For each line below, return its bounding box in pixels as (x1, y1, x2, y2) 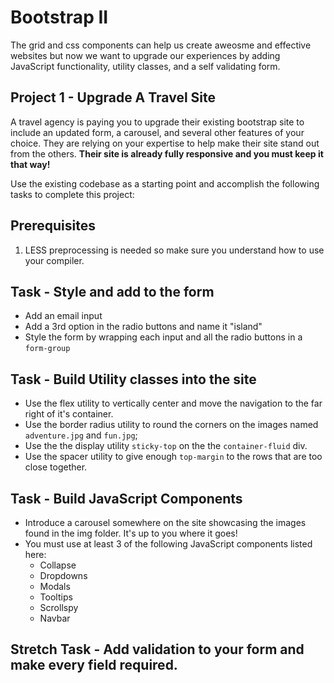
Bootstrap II (10, 6, 109, 29)
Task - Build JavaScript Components (10, 490, 243, 507)
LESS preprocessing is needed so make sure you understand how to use (24, 244, 325, 256)
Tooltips (39, 591, 73, 603)
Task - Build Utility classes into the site (10, 371, 257, 388)
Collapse (39, 559, 77, 571)
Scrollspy (39, 602, 79, 613)
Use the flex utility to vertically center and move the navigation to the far (24, 397, 323, 410)
